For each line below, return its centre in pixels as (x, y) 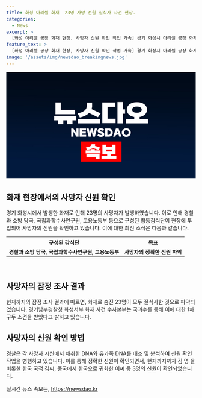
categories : (21, 19)
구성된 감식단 (64, 242)
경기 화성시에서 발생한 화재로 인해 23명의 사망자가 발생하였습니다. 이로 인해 (94, 213)
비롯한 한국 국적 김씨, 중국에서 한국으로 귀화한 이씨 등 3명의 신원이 (84, 368)
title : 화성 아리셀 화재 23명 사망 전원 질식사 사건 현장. (71, 13)
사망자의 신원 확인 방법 (46, 338)
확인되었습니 (177, 368)
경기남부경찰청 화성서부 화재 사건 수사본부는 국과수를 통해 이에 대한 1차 (111, 309)
